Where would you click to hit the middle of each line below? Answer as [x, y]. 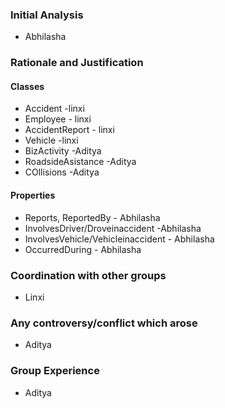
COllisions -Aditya [62, 172]
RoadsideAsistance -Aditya [80, 162]
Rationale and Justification [77, 63]
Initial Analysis [47, 15]
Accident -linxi [54, 109]
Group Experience [55, 371]
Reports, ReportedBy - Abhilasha [92, 217]
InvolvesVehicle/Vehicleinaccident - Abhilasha [119, 239]
